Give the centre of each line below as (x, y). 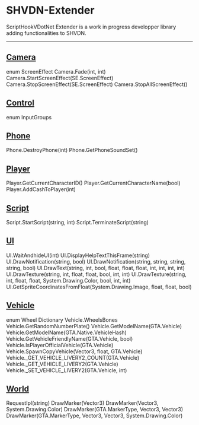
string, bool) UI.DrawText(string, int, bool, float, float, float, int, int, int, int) (96, 268)
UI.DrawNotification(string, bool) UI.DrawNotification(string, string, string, (96, 261)
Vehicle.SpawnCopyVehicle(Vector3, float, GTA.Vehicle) (74, 351)
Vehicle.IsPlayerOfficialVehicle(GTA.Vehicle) (60, 345)
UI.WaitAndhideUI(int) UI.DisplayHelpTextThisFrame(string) (78, 255)
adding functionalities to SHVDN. (46, 33)
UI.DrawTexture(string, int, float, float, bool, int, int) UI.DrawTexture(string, (96, 274)
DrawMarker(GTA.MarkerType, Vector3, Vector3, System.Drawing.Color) (94, 416)
